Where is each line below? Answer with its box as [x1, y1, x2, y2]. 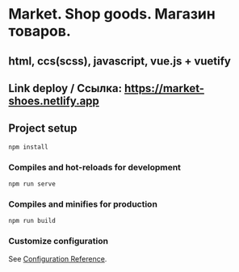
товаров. [8, 22, 71, 40]
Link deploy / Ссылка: [8, 82, 123, 95]
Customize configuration [8, 236, 109, 247]
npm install [8, 143, 48, 151]
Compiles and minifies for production [8, 199, 157, 210]
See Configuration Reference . [8, 253, 107, 263]
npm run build [8, 217, 57, 225]
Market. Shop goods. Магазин [8, 5, 216, 23]
